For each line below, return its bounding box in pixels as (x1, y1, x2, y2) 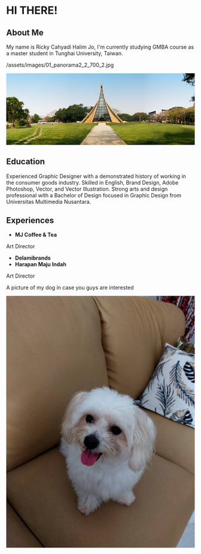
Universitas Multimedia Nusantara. (6, 198, 92, 205)
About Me (6, 28, 44, 38)
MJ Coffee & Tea (14, 231, 57, 239)
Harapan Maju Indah (14, 261, 67, 268)
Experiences (6, 215, 54, 225)
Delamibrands (14, 254, 51, 261)
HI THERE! (6, 4, 58, 17)
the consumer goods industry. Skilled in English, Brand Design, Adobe (6, 179, 179, 186)
